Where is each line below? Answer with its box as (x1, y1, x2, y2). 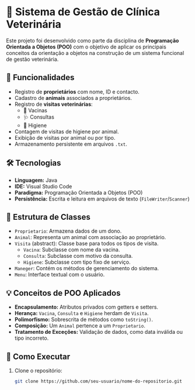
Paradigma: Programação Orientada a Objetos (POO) (14, 189, 143, 196)
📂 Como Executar (6, 351, 71, 361)
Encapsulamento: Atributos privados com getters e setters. (14, 303, 159, 310)
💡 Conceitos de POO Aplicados (6, 288, 121, 298)
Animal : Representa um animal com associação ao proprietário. (14, 234, 166, 241)
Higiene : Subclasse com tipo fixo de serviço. (23, 258, 131, 265)
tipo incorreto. (14, 334, 49, 341)
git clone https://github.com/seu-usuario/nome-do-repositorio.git (14, 378, 182, 384)
